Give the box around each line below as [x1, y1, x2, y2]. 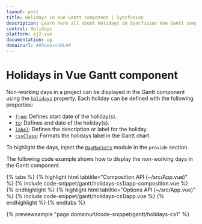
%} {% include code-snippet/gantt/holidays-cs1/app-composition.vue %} [6, 179, 188, 187]
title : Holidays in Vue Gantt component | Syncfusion [6, 14, 144, 20]
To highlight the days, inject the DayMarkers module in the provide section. [6, 143, 189, 151]
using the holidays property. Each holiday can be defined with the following [6, 95, 194, 102]
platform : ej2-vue [6, 31, 52, 37]
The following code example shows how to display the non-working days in [6, 155, 194, 163]
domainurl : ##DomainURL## [6, 43, 71, 49]
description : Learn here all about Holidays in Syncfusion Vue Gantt [6, 20, 185, 26]
